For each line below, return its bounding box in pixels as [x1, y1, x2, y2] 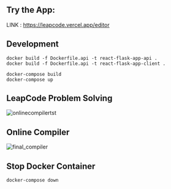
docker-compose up [6, 76, 53, 83]
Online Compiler [6, 127, 70, 137]
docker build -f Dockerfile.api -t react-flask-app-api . [6, 55, 158, 61]
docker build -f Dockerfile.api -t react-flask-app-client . [6, 61, 166, 67]
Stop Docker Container [6, 161, 96, 171]
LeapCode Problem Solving [6, 93, 113, 103]
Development [6, 39, 59, 50]
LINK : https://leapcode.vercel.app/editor [6, 21, 110, 28]
